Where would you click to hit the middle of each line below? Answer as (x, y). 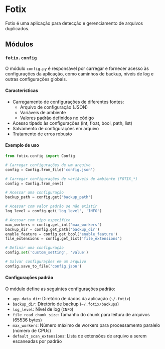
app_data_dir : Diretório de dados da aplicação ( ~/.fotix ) (71, 298)
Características (22, 91)
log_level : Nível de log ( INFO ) (43, 309)
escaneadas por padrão (37, 341)
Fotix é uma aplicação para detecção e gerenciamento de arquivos (74, 23)
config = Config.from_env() (35, 184)
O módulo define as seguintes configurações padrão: (60, 289)
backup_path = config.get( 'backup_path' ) (49, 197)
